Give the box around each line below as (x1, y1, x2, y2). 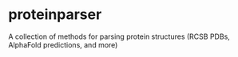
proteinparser (8, 6, 102, 24)
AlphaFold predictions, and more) (8, 40, 118, 49)
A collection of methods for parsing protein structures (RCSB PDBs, (8, 32, 230, 41)
